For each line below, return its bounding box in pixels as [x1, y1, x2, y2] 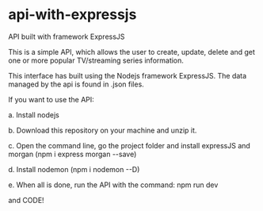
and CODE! [8, 195, 45, 205]
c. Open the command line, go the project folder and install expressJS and [8, 140, 251, 150]
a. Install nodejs [8, 109, 59, 120]
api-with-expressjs [8, 6, 137, 24]
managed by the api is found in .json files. [8, 79, 144, 89]
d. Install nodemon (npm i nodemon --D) [8, 164, 140, 174]
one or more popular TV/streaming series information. [8, 56, 185, 65]
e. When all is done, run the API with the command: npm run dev [8, 180, 219, 190]
